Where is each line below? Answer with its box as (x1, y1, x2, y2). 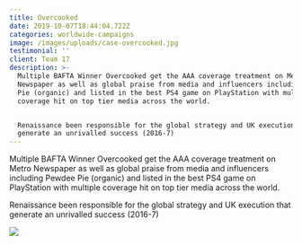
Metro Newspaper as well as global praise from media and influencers (9, 163, 270, 174)
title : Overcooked (9, 13, 78, 22)
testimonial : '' (9, 47, 70, 56)
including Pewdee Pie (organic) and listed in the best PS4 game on (9, 172, 256, 184)
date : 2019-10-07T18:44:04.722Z (9, 22, 130, 31)
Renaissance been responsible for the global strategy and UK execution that (9, 199, 291, 211)
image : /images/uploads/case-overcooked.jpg (9, 38, 179, 48)
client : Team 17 (9, 55, 70, 64)
